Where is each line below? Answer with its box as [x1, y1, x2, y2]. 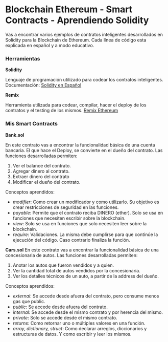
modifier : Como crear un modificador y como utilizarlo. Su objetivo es [12, 199, 159, 205]
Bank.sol [5, 132, 25, 138]
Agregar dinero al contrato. [12, 168, 70, 174]
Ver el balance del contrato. [12, 162, 71, 168]
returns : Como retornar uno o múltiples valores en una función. [12, 320, 146, 326]
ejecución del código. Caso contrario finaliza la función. [12, 237, 130, 243]
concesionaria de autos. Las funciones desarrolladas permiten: [5, 252, 138, 258]
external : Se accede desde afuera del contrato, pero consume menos [12, 293, 159, 299]
